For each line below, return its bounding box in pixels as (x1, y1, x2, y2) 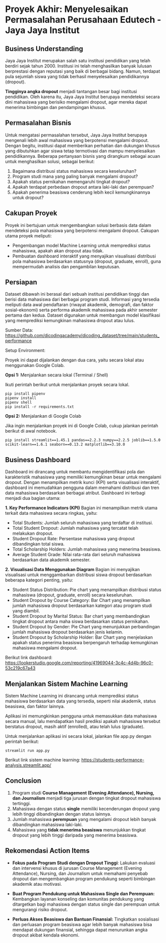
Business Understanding (5, 44, 83, 53)
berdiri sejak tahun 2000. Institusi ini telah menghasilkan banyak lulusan (5, 63, 152, 69)
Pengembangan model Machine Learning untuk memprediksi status (12, 242, 151, 248)
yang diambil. (12, 608, 40, 614)
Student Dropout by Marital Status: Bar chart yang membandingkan (12, 613, 150, 619)
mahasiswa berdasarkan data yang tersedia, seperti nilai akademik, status (5, 698, 156, 704)
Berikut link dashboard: (5, 655, 53, 661)
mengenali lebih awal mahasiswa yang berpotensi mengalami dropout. (5, 137, 149, 143)
